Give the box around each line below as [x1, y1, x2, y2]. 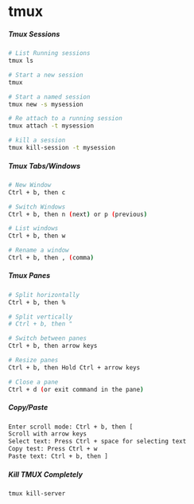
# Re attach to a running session [8, 115, 123, 123]
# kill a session [8, 136, 66, 145]
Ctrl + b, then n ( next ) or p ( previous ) [8, 210, 148, 218]
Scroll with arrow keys [8, 430, 87, 438]
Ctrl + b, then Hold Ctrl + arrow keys [8, 363, 141, 372]
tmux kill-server [8, 489, 66, 498]
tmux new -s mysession [8, 100, 83, 108]
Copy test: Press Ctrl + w [8, 445, 98, 453]
